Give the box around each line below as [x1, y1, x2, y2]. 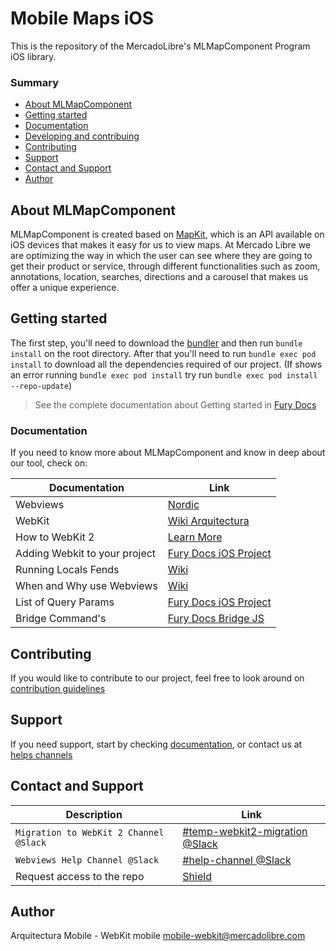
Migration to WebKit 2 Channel [15, 827, 165, 838]
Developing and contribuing [24, 130, 140, 142]
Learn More [167, 530, 223, 544]
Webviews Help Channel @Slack [15, 854, 160, 866]
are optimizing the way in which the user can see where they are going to [10, 250, 313, 262]
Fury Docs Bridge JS [167, 612, 265, 626]
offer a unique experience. [10, 282, 120, 294]
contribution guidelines [10, 682, 106, 694]
